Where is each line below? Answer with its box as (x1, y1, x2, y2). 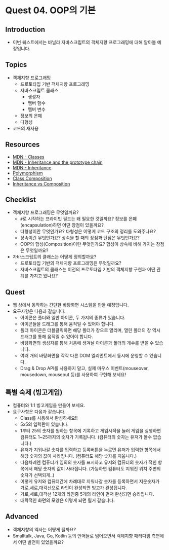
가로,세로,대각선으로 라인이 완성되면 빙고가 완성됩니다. (20, 485, 128, 491)
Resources (5, 140, 40, 149)
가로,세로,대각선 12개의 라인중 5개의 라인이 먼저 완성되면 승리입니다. (20, 491, 154, 497)
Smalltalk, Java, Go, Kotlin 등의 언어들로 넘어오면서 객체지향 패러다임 (12, 533, 151, 539)
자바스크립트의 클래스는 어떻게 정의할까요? (12, 254, 97, 260)
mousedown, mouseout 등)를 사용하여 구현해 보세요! (20, 372, 126, 378)
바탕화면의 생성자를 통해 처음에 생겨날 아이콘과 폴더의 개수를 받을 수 (20, 340, 154, 346)
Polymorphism (12, 170, 43, 176)
